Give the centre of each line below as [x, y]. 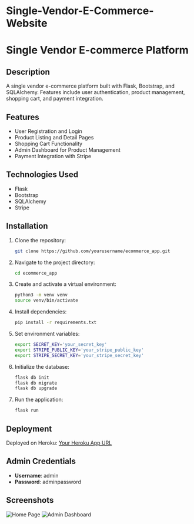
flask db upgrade [36, 388]
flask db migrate [36, 383]
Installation [27, 226]
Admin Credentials [41, 461]
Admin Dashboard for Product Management [67, 150]
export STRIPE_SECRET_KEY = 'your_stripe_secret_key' [79, 355]
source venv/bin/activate [46, 301]
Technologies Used [42, 175]
